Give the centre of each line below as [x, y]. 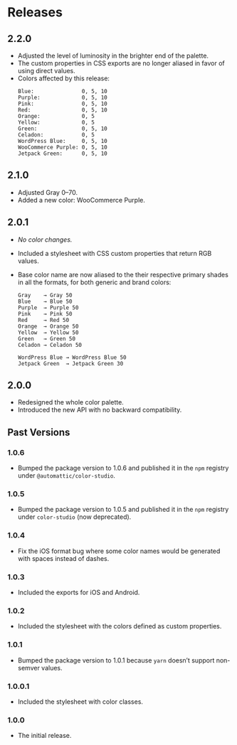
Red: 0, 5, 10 [63, 110]
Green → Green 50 [47, 338]
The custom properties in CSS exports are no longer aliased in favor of [121, 63]
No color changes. [45, 240]
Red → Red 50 [43, 320]
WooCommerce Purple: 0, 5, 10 [63, 147]
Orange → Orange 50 [48, 326]
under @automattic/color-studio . [67, 476]
